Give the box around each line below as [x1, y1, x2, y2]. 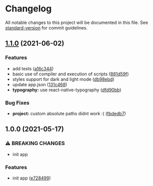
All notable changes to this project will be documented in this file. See [5, 19, 149, 25]
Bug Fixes [5, 99, 30, 106]
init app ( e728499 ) [12, 175, 51, 181]
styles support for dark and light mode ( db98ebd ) [12, 76, 115, 82]
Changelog [5, 3, 52, 14]
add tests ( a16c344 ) [12, 65, 54, 71]
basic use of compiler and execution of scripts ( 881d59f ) [12, 71, 129, 77]
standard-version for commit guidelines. [5, 24, 88, 30]
